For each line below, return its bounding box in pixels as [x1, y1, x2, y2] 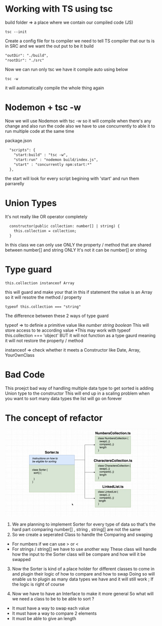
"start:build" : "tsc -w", [14, 152, 68, 157]
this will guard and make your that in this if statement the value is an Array [5, 289, 152, 295]
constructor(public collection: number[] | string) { [9, 224, 120, 228]
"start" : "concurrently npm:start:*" [14, 162, 92, 167]
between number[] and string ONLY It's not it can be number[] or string [5, 247, 147, 253]
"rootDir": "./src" [5, 58, 44, 63]
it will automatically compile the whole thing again [5, 85, 104, 91]
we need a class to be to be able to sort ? [12, 596, 94, 602]
